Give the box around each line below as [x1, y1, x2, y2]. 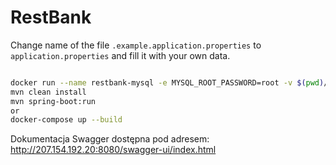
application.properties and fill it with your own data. [10, 49, 231, 61]
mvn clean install [10, 87, 87, 97]
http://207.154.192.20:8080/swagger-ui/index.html [10, 144, 217, 156]
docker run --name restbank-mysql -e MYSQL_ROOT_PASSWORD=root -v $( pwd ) [10, 77, 325, 88]
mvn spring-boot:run [10, 96, 97, 106]
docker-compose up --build [10, 115, 123, 125]
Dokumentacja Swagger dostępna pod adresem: [10, 133, 210, 145]
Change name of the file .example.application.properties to [10, 39, 262, 51]
